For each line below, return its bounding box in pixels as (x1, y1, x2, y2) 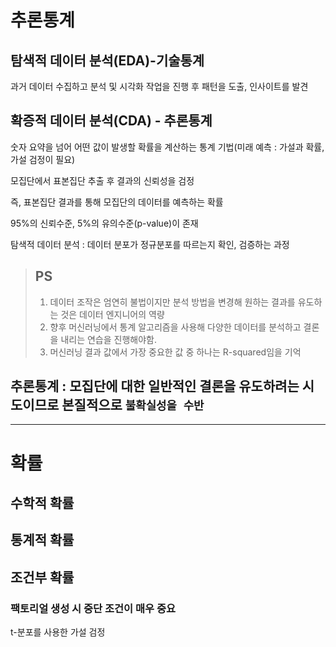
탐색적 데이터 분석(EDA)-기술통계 (10, 52, 205, 69)
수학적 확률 (10, 495, 75, 512)
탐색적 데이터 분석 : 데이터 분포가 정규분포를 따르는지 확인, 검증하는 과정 (10, 238, 290, 250)
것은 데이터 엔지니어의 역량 (60, 308, 165, 320)
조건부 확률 (10, 569, 75, 586)
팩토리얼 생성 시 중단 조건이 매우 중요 (10, 601, 177, 615)
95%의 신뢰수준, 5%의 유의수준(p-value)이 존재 (10, 217, 199, 229)
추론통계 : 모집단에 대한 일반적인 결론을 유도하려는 (10, 378, 300, 395)
